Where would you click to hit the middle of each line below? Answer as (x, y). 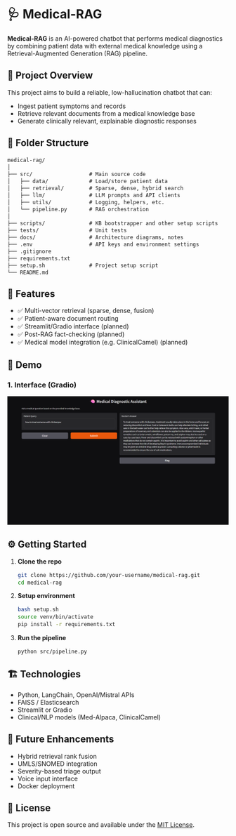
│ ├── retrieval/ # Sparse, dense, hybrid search (96, 188)
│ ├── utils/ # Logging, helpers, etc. (86, 202)
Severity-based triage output (59, 771)
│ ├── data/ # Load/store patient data (88, 181)
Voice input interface (48, 778)
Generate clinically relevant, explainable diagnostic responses (107, 121)
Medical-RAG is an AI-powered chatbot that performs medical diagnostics (115, 38)
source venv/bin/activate (55, 617)
